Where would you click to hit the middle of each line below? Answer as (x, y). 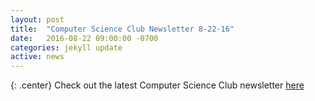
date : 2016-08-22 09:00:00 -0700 (84, 38)
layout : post (37, 19)
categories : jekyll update (66, 47)
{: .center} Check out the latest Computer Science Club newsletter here (157, 85)
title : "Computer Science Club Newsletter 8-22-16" (122, 29)
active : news (37, 57)
